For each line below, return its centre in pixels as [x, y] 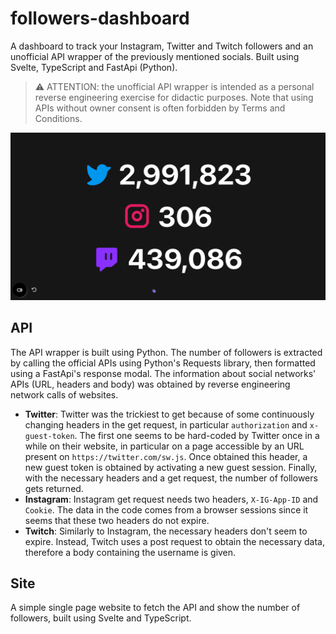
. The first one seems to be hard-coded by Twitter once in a [197, 435]
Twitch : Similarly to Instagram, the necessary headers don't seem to [166, 531]
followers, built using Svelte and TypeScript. [101, 618]
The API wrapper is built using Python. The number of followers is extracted [166, 352]
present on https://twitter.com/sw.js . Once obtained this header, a [166, 456]
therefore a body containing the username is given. [130, 552]
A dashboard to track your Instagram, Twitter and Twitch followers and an [162, 46]
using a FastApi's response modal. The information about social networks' [163, 373]
